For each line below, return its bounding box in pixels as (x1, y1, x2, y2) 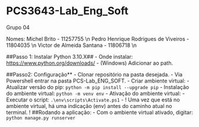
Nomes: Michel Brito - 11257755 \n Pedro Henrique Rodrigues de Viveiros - (6, 35, 189, 42)
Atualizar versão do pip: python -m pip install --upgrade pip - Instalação (6, 83, 189, 90)
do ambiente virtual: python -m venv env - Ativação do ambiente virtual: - (6, 90, 185, 97)
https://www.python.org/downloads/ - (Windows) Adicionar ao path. (6, 59, 173, 66)
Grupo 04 (6, 24, 30, 31)
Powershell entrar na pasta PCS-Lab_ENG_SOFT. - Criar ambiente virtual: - (6, 77, 189, 84)
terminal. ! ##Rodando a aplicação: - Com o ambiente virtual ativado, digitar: (6, 109, 193, 116)
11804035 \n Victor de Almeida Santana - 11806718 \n (6, 42, 137, 49)
